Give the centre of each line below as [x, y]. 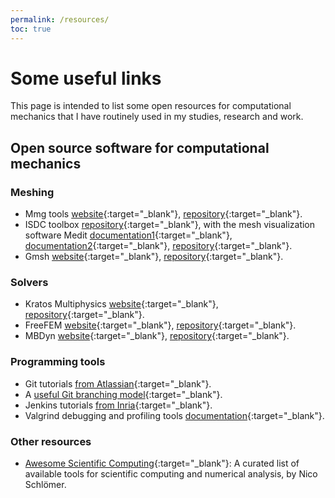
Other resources [51, 441]
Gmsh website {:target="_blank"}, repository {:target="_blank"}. [154, 257]
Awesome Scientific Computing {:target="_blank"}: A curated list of [162, 463]
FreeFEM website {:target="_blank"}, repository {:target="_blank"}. [160, 325]
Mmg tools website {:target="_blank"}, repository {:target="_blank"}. [163, 214]
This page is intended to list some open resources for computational [151, 106]
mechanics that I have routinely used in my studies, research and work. [157, 117]
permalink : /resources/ [60, 19]
